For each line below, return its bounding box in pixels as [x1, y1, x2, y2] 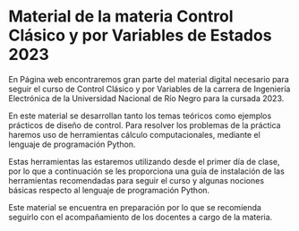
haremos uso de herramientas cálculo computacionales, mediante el [8, 129, 261, 140]
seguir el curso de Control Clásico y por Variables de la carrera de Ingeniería [8, 83, 291, 94]
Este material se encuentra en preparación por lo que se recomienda [8, 201, 261, 212]
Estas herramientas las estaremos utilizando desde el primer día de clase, [8, 156, 280, 167]
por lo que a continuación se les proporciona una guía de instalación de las [8, 166, 286, 176]
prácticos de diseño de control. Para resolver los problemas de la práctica [8, 119, 281, 131]
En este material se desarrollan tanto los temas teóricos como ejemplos [8, 110, 272, 121]
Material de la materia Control [8, 6, 234, 27]
